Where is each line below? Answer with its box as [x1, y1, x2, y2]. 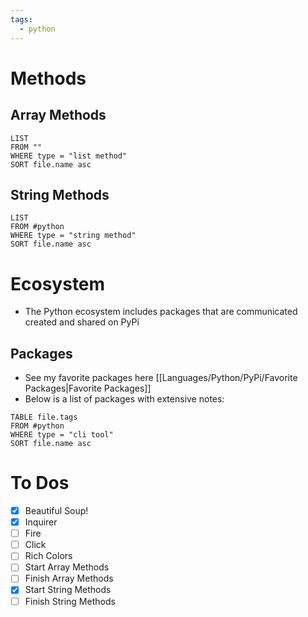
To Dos [10, 472, 70, 495]
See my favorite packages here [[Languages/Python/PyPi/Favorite [24, 372, 298, 384]
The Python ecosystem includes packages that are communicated [24, 306, 298, 318]
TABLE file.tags [10, 412, 78, 423]
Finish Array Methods [24, 572, 114, 585]
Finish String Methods [24, 595, 116, 607]
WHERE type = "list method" [10, 151, 128, 161]
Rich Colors [24, 550, 73, 562]
